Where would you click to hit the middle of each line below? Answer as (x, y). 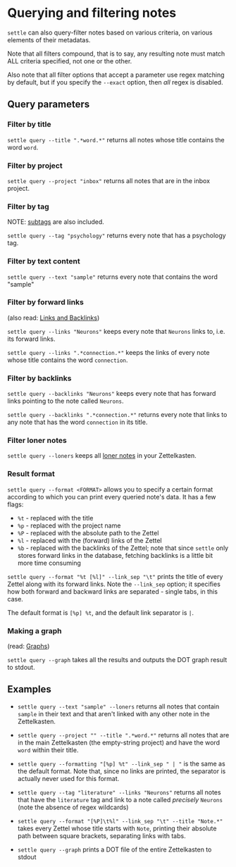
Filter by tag (28, 206)
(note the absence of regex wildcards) (73, 807)
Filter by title (29, 125)
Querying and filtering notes (92, 13)
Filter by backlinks (39, 378)
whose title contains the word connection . (68, 360)
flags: (15, 504)
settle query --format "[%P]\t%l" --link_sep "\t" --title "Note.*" (120, 821)
